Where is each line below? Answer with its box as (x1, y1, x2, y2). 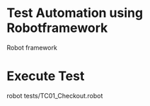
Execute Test (6, 69, 85, 84)
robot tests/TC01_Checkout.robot (6, 91, 103, 100)
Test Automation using (6, 5, 143, 21)
